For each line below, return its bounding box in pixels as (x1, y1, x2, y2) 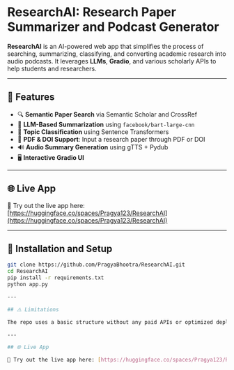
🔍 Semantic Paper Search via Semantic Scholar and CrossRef (17, 110, 197, 119)
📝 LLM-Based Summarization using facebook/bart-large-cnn (17, 120, 195, 128)
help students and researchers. (7, 64, 97, 73)
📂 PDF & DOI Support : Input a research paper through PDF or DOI (17, 135, 205, 143)
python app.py (7, 281, 49, 288)
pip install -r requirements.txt (7, 274, 104, 281)
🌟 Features (7, 91, 55, 103)
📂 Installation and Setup (7, 242, 113, 255)
